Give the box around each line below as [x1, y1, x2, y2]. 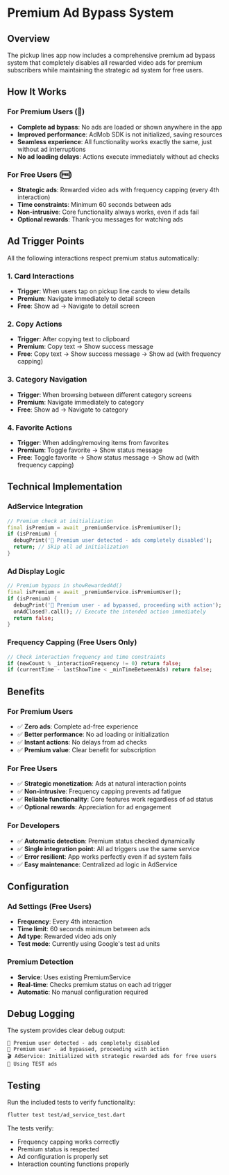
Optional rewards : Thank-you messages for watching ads [17, 215, 184, 224]
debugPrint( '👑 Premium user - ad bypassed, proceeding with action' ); [13, 601, 222, 609]
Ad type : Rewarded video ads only [17, 932, 117, 941]
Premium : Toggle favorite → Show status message [17, 446, 163, 454]
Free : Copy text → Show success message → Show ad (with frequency [17, 350, 221, 358]
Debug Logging [7, 1008, 75, 1020]
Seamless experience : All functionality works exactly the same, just [17, 137, 212, 146]
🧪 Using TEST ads [7, 1061, 58, 1068]
